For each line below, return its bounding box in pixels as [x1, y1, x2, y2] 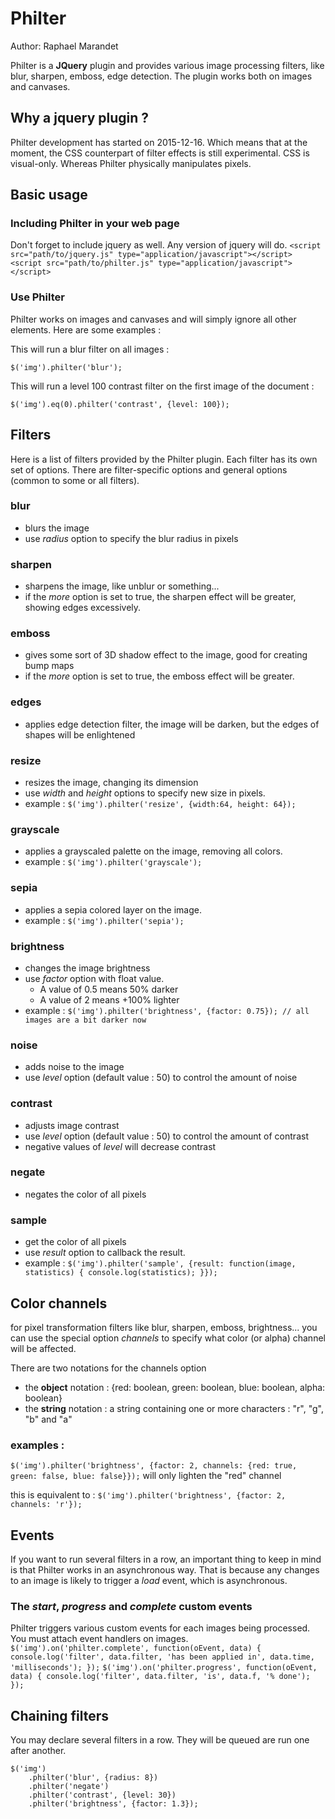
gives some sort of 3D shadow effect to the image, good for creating [24, 649, 308, 661]
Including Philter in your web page [10, 217, 180, 231]
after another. [10, 1745, 67, 1757]
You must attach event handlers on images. [10, 1633, 189, 1645]
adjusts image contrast [24, 1119, 120, 1131]
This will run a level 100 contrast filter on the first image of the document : [10, 380, 315, 392]
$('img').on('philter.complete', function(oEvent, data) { [10, 1643, 262, 1654]
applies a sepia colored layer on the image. [24, 903, 202, 916]
